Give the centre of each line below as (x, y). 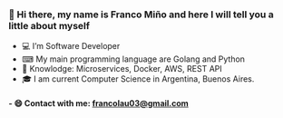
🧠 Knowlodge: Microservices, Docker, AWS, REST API (122, 69)
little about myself (49, 25)
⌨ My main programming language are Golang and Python (133, 59)
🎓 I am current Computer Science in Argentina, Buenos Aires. (138, 79)
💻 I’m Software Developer (71, 46)
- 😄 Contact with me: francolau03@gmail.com (99, 103)
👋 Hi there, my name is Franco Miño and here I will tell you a (141, 15)
